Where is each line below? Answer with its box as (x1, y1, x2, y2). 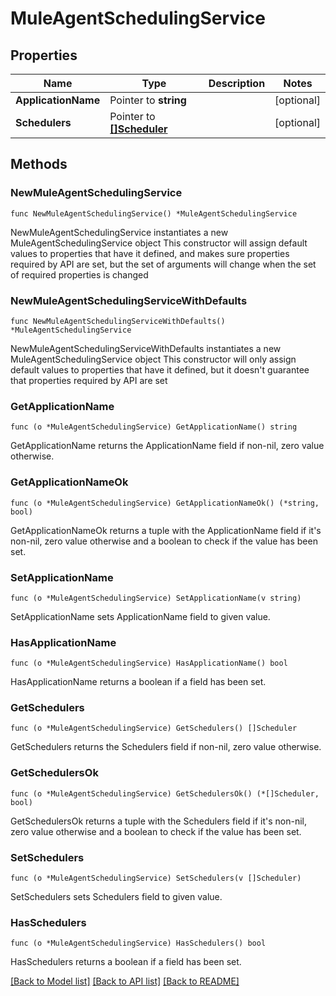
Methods (10, 156, 68, 173)
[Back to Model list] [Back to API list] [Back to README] (10, 975, 240, 987)
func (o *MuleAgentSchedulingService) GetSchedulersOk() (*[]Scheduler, (10, 788, 320, 799)
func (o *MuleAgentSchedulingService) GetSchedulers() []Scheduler (10, 723, 298, 734)
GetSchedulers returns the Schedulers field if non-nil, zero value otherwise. (10, 741, 322, 753)
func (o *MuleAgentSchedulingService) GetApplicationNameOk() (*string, (10, 498, 320, 508)
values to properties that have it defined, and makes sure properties (10, 247, 290, 259)
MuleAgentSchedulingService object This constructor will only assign (10, 353, 297, 365)
